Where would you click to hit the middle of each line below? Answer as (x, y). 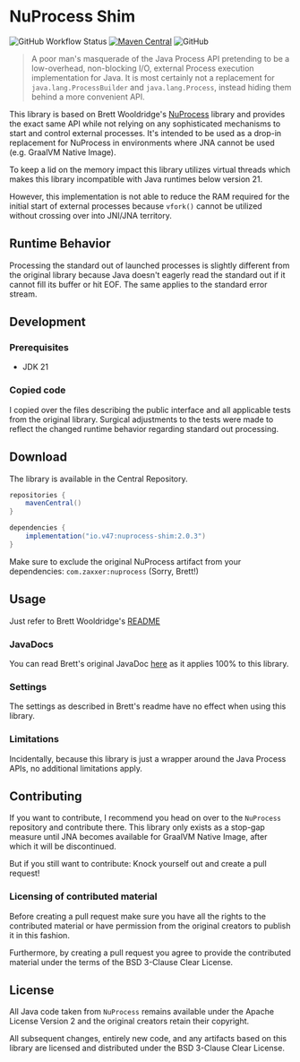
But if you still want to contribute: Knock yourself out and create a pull (138, 864)
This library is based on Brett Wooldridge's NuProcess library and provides (147, 114)
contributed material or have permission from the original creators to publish (150, 926)
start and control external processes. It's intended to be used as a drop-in (146, 133)
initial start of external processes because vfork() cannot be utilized (136, 206)
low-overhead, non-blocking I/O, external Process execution (142, 68)
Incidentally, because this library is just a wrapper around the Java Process (148, 758)
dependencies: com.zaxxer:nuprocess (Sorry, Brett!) (104, 571)
